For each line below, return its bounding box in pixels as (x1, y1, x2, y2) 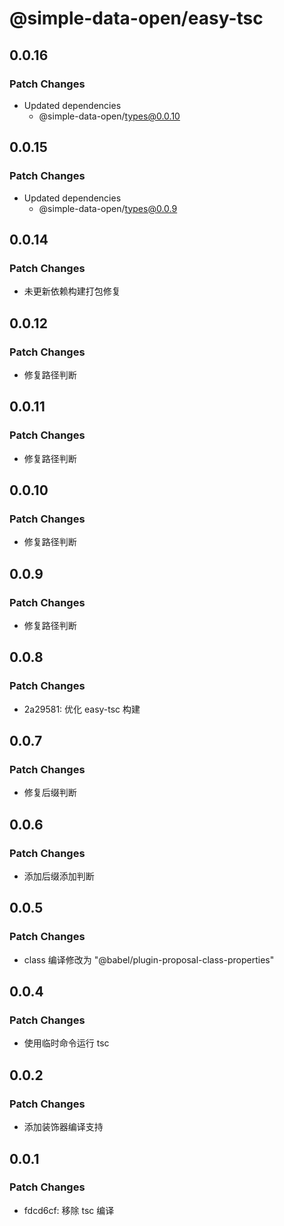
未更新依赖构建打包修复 (23, 285, 121, 297)
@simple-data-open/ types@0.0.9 (38, 202, 178, 214)
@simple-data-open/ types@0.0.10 (38, 110, 181, 122)
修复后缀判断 (23, 787, 77, 799)
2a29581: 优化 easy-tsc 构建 (23, 703, 141, 715)
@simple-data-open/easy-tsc (9, 7, 264, 30)
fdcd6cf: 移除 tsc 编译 (23, 1204, 115, 1216)
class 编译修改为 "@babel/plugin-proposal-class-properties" (23, 953, 275, 966)
